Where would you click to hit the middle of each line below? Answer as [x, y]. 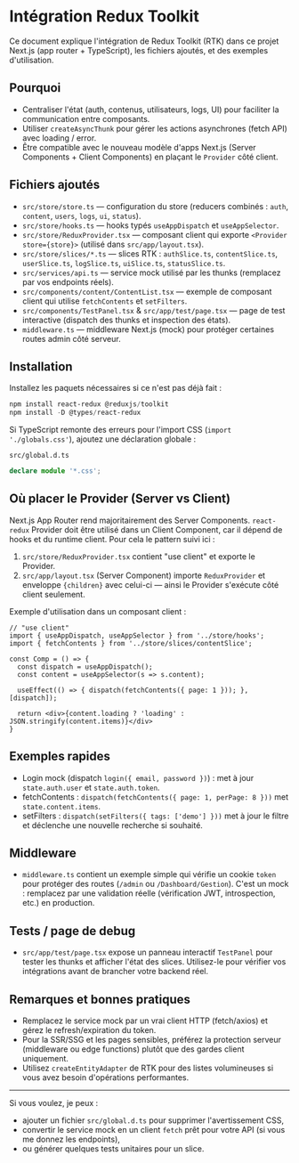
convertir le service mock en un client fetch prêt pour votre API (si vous [154, 1130]
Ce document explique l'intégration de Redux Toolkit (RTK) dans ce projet [144, 41]
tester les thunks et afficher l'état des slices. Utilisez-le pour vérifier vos [154, 962]
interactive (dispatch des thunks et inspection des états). [126, 320]
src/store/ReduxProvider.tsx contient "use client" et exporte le [138, 556]
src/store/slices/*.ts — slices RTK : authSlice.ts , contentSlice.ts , [150, 253]
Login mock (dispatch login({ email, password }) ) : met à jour [138, 777]
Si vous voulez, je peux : [54, 1103]
